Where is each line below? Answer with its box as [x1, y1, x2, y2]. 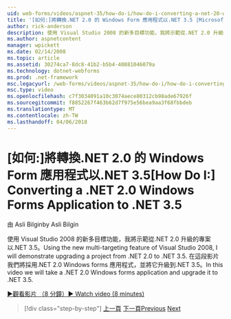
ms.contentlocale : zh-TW [7, 112, 78, 119]
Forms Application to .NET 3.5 [7, 197, 182, 213]
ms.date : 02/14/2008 [7, 49, 67, 56]
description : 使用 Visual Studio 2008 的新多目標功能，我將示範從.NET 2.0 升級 [7, 29, 223, 36]
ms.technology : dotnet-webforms [7, 67, 100, 74]
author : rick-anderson [7, 23, 72, 29]
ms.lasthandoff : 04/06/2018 [7, 118, 88, 126]
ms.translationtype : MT [7, 106, 76, 113]
